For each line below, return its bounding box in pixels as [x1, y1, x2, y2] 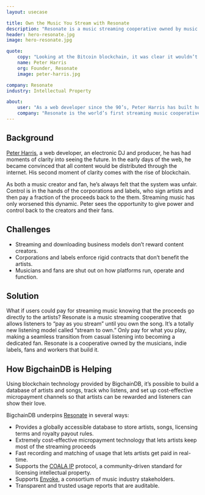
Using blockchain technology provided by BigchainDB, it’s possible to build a [6, 380, 199, 388]
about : [6, 99, 23, 105]
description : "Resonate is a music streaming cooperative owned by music [6, 26, 198, 32]
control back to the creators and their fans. [6, 206, 114, 214]
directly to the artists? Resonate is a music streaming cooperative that [6, 314, 182, 321]
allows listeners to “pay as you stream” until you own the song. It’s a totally [6, 320, 194, 328]
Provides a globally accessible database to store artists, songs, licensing [15, 423, 198, 431]
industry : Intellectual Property [6, 88, 92, 94]
